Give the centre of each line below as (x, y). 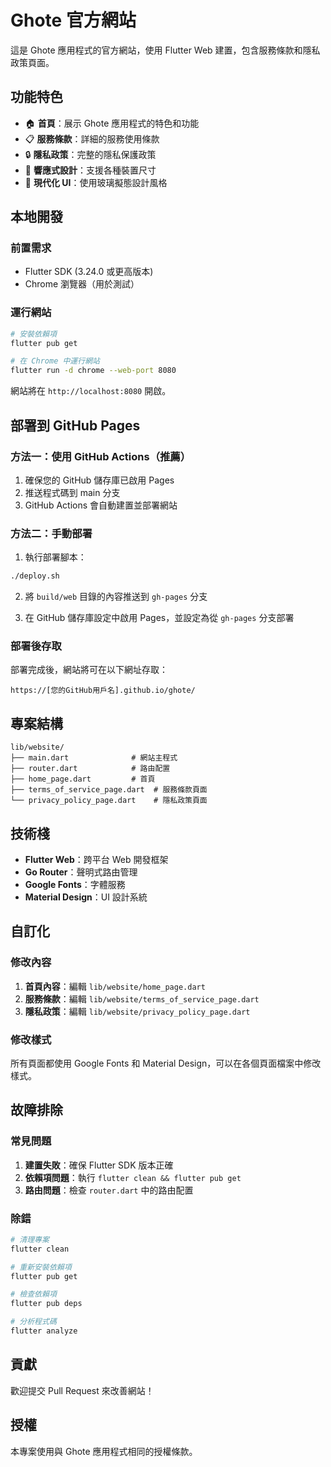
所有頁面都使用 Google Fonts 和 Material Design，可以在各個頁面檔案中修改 (166, 1063)
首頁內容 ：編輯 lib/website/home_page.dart (115, 986)
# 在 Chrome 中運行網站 (55, 361)
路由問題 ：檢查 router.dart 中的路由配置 (109, 1190)
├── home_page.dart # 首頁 (83, 779)
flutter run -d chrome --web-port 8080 (93, 371)
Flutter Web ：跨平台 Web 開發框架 (96, 860)
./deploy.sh (35, 576)
